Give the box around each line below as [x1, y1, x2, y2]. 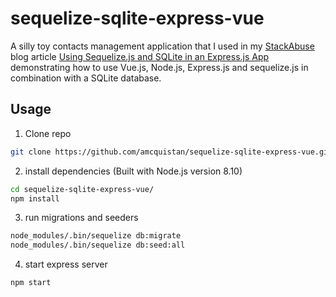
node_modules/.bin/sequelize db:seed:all [10, 240, 186, 251]
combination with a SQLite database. [10, 72, 162, 84]
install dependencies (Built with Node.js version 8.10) [24, 165, 243, 177]
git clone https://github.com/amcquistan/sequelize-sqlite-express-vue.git [10, 147, 333, 157]
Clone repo [24, 127, 72, 139]
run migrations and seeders [24, 212, 139, 224]
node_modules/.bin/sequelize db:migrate [10, 231, 182, 241]
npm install [10, 193, 60, 204]
